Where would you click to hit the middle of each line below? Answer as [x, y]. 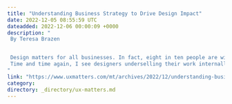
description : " [29, 33]
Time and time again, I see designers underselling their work [103, 64]
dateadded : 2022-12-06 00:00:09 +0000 [63, 26]
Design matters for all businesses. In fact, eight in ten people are [114, 58]
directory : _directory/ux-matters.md [61, 90]
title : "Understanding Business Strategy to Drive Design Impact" [105, 13]
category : [21, 83]
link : [15, 76]
